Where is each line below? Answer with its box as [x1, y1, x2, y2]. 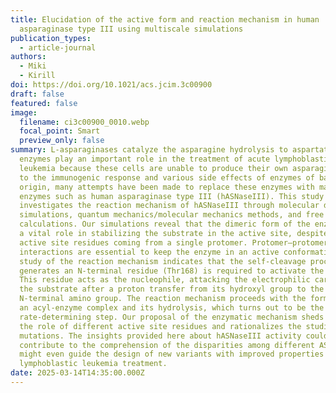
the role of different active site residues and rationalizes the [19, 321, 302, 331]
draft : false [10, 89, 65, 99]
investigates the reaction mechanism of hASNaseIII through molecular [19, 201, 320, 211]
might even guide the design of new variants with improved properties [19, 349, 325, 360]
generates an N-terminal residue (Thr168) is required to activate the [19, 266, 325, 276]
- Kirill [19, 71, 56, 81]
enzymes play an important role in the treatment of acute [19, 154, 271, 164]
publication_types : [10, 33, 92, 43]
